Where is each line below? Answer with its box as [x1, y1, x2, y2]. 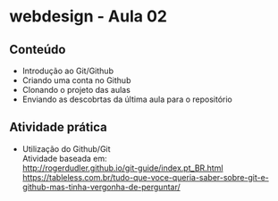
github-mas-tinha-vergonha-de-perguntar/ [21, 181, 181, 192]
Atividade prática [9, 120, 107, 135]
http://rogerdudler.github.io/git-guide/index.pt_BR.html [21, 163, 223, 173]
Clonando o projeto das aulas [21, 85, 131, 95]
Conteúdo [9, 42, 66, 57]
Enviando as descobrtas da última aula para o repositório [21, 94, 232, 105]
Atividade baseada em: [21, 153, 107, 163]
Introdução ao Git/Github [21, 65, 114, 76]
